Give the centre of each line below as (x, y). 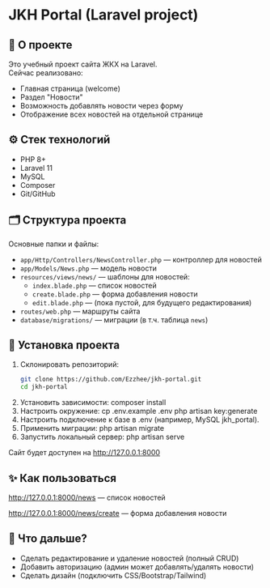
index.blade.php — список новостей (94, 285)
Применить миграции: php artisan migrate (92, 428)
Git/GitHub (38, 194)
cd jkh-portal (44, 387)
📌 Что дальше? (48, 539)
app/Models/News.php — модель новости (89, 268)
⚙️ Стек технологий (59, 140)
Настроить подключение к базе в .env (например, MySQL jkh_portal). (140, 420)
